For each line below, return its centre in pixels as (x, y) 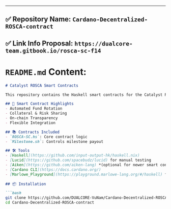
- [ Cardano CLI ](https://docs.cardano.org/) (53, 169)
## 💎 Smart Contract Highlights (39, 104)
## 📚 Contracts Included (32, 132)
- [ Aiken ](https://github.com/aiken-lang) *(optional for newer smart (82, 165)
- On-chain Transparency (32, 118)
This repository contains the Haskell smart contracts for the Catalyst (84, 95)
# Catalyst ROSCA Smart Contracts (42, 85)
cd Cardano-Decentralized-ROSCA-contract (50, 203)
